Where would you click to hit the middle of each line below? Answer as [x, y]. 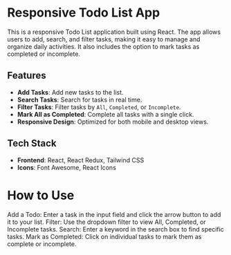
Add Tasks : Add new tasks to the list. [70, 92]
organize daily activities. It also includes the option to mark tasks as [103, 46]
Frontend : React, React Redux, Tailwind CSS [81, 160]
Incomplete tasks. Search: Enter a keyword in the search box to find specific [116, 229]
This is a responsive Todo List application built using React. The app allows [114, 32]
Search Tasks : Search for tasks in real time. [80, 100]
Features [27, 76]
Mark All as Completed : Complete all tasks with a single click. [105, 114]
